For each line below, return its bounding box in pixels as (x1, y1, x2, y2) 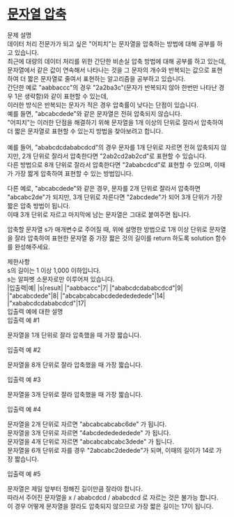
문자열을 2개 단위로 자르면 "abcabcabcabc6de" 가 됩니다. (7, 420, 167, 428)
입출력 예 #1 (7, 316, 40, 324)
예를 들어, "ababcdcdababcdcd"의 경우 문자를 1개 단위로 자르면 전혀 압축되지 (7, 143, 219, 151)
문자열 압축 (7, 6, 67, 22)
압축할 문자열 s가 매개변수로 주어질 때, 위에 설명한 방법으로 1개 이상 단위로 (7, 225, 208, 233)
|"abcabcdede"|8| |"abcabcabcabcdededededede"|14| (7, 291, 165, 300)
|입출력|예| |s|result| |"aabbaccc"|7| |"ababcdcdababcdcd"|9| (7, 284, 183, 292)
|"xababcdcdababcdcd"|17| (7, 298, 86, 307)
